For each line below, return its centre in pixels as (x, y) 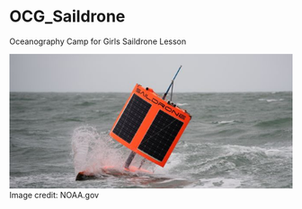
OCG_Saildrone (67, 17)
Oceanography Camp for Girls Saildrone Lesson (98, 41)
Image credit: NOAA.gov (54, 196)
